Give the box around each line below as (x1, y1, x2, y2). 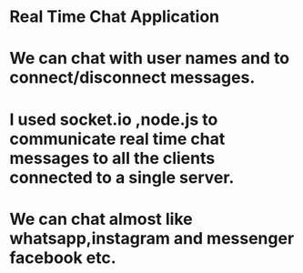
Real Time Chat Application (9, 6, 220, 27)
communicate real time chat (9, 128, 226, 149)
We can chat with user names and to (9, 48, 290, 69)
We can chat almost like (9, 208, 193, 229)
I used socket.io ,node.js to (9, 109, 218, 129)
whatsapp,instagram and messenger (9, 227, 295, 248)
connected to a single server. (9, 167, 235, 187)
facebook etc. (9, 248, 116, 268)
